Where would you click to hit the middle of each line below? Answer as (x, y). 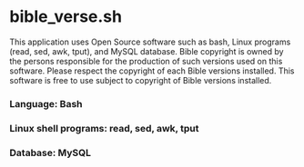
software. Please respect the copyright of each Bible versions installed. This (152, 71)
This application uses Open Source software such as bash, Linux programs (150, 42)
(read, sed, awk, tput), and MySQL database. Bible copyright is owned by (147, 51)
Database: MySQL (51, 152)
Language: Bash (46, 103)
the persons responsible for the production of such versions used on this (146, 61)
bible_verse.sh (66, 17)
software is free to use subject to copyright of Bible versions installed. (141, 80)
